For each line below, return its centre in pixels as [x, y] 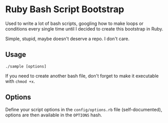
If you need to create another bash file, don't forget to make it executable [82, 76]
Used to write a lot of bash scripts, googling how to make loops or [74, 23]
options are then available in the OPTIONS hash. [54, 115]
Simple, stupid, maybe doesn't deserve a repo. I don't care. [67, 39]
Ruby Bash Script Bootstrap [65, 9]
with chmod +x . [20, 81]
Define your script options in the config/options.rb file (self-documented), [84, 109]
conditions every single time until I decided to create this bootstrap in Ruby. [84, 28]
